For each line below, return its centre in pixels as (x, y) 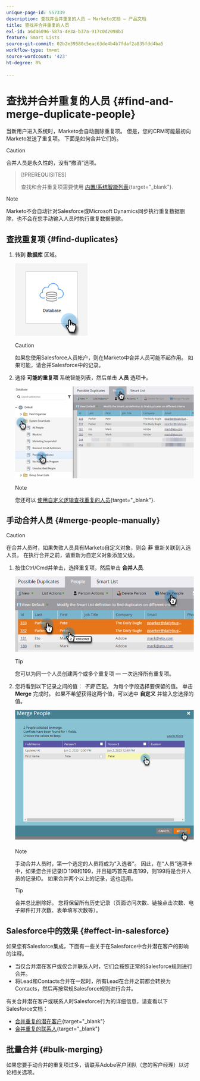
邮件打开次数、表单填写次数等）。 (60, 910)
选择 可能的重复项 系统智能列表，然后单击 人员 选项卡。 (83, 378)
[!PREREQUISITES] (43, 175)
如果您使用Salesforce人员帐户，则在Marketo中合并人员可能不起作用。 (101, 358)
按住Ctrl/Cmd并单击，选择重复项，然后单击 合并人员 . (79, 568)
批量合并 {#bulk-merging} (55, 1049)
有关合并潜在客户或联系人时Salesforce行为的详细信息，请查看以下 (87, 1001)
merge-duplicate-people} (71, 114)
